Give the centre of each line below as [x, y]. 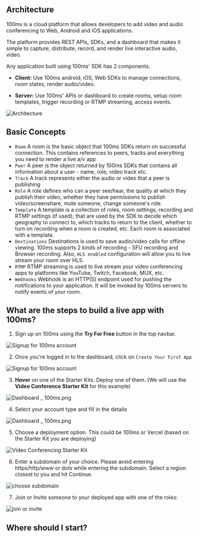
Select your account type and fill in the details [71, 409]
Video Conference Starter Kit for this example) [73, 387]
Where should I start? [47, 528]
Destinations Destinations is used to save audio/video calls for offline [100, 241]
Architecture [30, 10]
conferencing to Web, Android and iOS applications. [70, 30]
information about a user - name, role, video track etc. [81, 171]
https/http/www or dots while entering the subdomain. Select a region [100, 468]
